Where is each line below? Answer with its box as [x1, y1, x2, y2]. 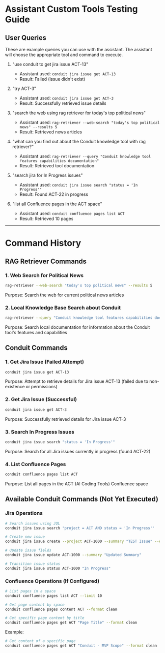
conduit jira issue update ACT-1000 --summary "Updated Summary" [5, 553, 141, 558]
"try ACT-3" [12, 86, 37, 92]
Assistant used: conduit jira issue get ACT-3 [19, 95, 114, 101]
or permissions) [26, 384, 58, 390]
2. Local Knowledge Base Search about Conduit [5, 304, 121, 311]
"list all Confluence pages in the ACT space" [12, 201, 102, 207]
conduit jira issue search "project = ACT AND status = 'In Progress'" [5, 526, 155, 530]
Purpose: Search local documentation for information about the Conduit [5, 324, 150, 330]
